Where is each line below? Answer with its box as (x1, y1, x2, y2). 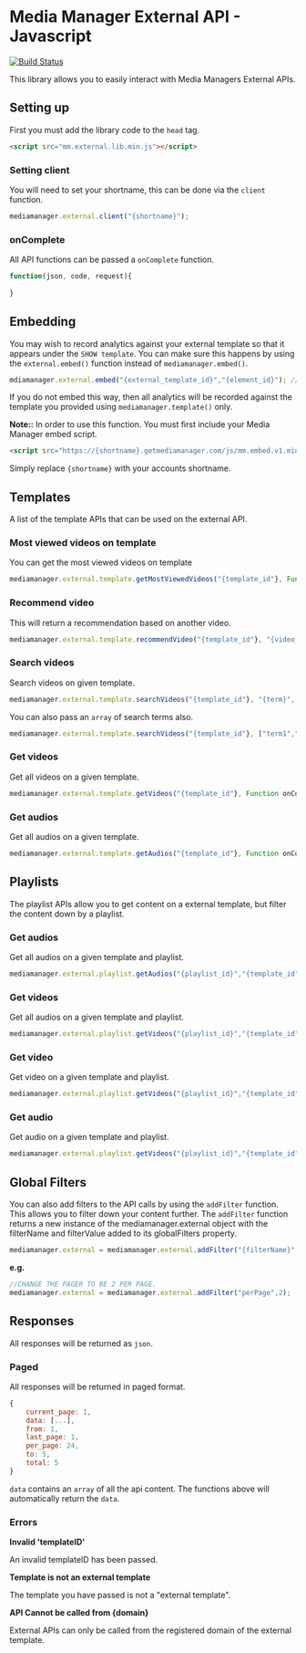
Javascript (9, 26, 93, 47)
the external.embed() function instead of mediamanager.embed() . (9, 358, 249, 369)
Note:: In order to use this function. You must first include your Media (9, 419, 270, 430)
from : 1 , (25, 1424, 59, 1434)
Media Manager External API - (9, 6, 241, 27)
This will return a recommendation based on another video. (9, 617, 232, 628)
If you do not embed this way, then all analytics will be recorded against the (9, 392, 293, 403)
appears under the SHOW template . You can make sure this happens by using (9, 348, 295, 359)
